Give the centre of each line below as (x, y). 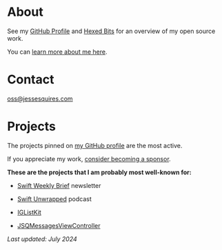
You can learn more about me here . (57, 52)
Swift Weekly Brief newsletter (59, 185)
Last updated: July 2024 (42, 239)
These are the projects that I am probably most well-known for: (99, 172)
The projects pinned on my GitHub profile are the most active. (95, 145)
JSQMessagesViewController (59, 225)
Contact (31, 80)
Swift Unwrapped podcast (54, 199)
